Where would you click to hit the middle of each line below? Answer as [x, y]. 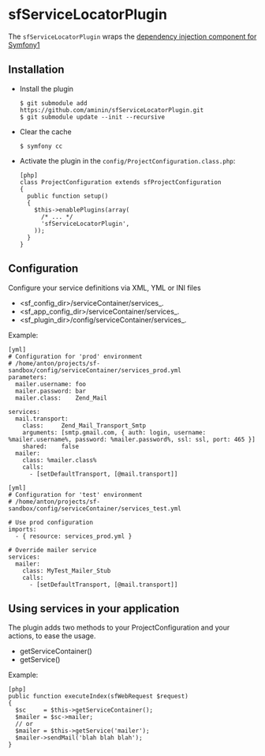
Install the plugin [46, 88]
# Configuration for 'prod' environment [76, 356]
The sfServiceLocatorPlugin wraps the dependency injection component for [132, 36]
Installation [36, 70]
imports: [22, 529]
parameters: [28, 377]
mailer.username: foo [51, 384]
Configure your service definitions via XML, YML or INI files [105, 288]
